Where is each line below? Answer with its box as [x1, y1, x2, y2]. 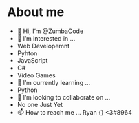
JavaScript [17, 56, 48, 64]
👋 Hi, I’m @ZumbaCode [17, 27, 84, 35]
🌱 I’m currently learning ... [17, 78, 91, 86]
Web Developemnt [17, 41, 70, 50]
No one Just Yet [17, 100, 63, 108]
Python [17, 86, 38, 94]
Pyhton [17, 49, 38, 57]
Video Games [17, 70, 56, 79]
